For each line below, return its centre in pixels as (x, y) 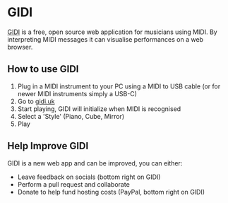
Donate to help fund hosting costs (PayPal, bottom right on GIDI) (111, 192)
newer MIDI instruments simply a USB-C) (77, 93)
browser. (20, 47)
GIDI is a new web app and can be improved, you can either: (95, 163)
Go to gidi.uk (36, 101)
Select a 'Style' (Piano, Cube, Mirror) (71, 116)
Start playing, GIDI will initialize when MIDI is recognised (99, 109)
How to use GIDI (43, 69)
